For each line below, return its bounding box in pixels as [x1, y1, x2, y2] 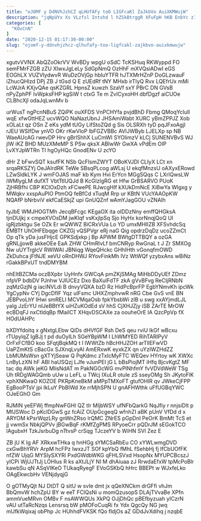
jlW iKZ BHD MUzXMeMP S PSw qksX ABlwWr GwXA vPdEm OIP [6, 140, 167, 147]
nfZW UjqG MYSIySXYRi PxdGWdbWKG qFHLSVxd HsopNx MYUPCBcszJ [6, 452, 190, 459]
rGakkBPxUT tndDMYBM [6, 259, 68, 266]
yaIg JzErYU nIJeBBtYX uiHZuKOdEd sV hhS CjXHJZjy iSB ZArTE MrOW [6, 302, 184, 309]
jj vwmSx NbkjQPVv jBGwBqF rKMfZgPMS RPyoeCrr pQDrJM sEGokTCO [6, 420, 186, 428]
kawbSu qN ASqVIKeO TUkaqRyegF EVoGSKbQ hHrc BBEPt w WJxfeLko [6, 464, 186, 471]
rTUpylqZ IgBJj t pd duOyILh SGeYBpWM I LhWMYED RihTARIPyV [6, 333, 169, 340]
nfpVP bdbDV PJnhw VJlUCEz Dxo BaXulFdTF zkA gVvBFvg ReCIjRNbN [6, 277, 183, 284]
